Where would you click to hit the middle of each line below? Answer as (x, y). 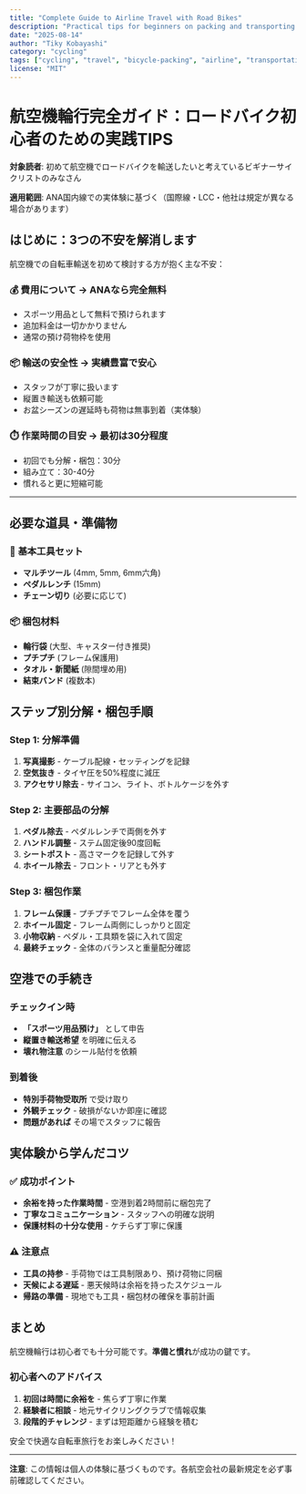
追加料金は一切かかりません (75, 325)
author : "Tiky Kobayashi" (58, 43)
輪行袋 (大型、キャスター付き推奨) (87, 646)
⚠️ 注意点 (30, 1252)
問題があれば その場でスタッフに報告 (92, 1121)
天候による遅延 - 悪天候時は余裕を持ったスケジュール (122, 1284)
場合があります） (41, 208)
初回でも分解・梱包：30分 (71, 460)
